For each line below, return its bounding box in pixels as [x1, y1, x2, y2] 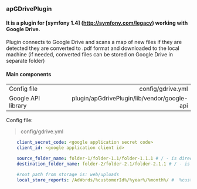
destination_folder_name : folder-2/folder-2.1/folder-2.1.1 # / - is [16, 161, 191, 167]
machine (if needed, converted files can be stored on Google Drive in [6, 51, 173, 58]
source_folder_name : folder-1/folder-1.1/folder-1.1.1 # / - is [16, 156, 177, 161]
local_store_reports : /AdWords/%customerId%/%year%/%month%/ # [16, 177, 175, 183]
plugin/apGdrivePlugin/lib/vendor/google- [72, 95, 188, 103]
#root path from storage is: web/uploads [16, 171, 119, 177]
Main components [6, 70, 52, 77]
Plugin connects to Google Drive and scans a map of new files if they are [6, 39, 182, 46]
